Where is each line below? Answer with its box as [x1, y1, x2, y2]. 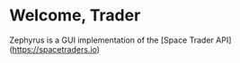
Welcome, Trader [9, 5, 141, 26]
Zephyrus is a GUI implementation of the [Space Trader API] [9, 35, 232, 45]
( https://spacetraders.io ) [9, 43, 101, 54]
